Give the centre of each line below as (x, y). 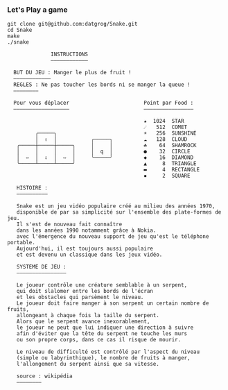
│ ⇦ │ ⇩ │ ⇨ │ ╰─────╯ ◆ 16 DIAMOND (105, 158)
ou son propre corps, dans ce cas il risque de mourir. (99, 340)
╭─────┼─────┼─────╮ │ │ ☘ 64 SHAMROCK (106, 146)
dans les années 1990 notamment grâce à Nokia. (86, 230)
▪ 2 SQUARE (167, 176)
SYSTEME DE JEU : (42, 267)
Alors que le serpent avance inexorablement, (83, 322)
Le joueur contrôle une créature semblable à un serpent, (102, 285)
